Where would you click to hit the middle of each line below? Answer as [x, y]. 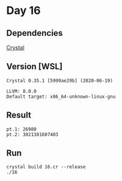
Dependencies [34, 33]
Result [19, 115]
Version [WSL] [34, 67]
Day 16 [23, 11]
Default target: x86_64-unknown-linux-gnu [61, 97]
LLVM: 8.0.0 [21, 91]
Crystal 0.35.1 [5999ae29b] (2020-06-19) [60, 80]
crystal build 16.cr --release [46, 167]
